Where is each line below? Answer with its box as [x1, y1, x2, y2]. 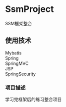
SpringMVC [5, 60, 29, 66]
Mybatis [5, 50, 22, 55]
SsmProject [5, 3, 54, 15]
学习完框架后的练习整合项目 [5, 97, 62, 103]
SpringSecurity [5, 71, 36, 77]
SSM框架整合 [5, 20, 32, 26]
